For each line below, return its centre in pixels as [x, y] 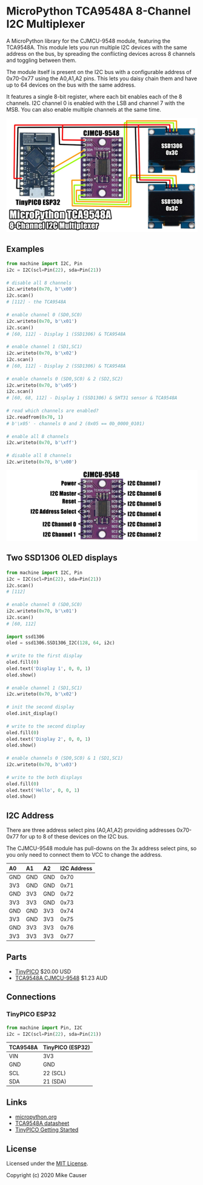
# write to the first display [45, 656]
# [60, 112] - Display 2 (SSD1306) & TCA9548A [66, 366]
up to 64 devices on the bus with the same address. [71, 85]
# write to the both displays [45, 777]
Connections [31, 997]
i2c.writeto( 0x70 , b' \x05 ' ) [42, 385]
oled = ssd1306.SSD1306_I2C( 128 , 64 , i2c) [61, 643]
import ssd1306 [25, 636]
